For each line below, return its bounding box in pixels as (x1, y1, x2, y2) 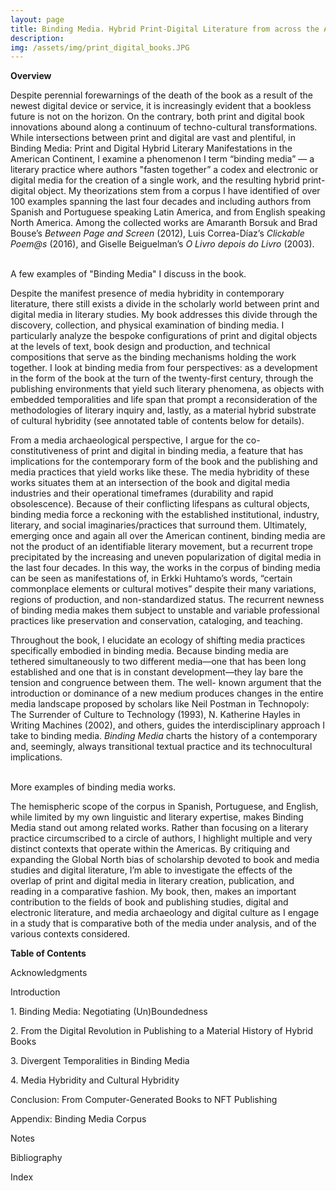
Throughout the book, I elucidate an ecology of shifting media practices (10, 634, 306, 646)
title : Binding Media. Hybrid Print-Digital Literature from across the (10, 24, 320, 34)
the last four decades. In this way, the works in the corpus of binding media (10, 562, 321, 574)
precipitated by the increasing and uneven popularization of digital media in (10, 551, 322, 563)
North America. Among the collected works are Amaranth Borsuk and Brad (10, 217, 318, 229)
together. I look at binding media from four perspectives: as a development (10, 362, 318, 374)
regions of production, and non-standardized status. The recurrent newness (10, 594, 325, 606)
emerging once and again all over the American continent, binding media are (10, 530, 326, 542)
